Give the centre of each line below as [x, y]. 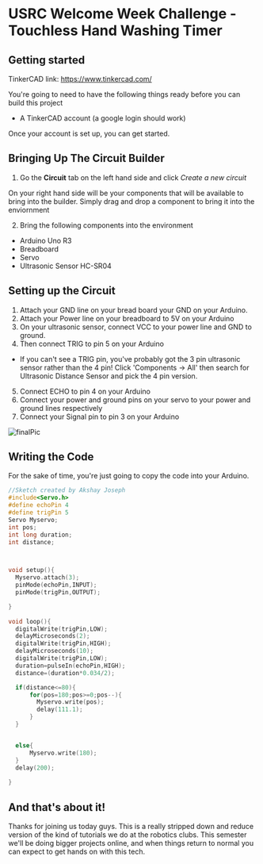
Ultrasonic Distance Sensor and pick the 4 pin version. [109, 376]
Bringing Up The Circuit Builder [86, 158]
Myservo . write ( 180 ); [63, 753]
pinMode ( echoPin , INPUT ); [56, 585]
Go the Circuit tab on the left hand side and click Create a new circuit [133, 177]
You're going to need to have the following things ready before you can [124, 94]
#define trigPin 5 [38, 513]
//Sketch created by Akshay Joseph [67, 490]
